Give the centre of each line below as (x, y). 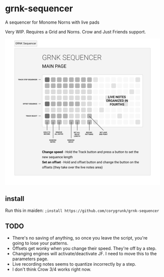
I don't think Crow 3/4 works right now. (52, 270)
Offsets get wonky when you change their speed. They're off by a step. (84, 248)
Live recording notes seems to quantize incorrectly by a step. (74, 264)
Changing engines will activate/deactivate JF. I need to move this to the (84, 254)
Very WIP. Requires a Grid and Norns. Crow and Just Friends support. (76, 32)
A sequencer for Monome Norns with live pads (52, 22)
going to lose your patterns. (40, 243)
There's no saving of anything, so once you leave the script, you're (80, 238)
